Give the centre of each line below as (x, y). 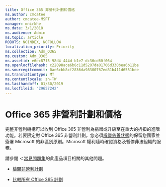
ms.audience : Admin (25, 33)
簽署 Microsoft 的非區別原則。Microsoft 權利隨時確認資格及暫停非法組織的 (81, 142)
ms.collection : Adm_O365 (31, 51)
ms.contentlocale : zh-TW (31, 79)
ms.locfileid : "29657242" (32, 88)
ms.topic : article (24, 38)
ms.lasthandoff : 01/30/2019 (34, 84)
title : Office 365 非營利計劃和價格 (40, 10)
